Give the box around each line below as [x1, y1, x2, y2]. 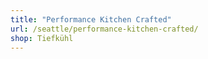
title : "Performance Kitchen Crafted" [10, 14, 172, 25]
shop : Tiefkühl [10, 33, 74, 43]
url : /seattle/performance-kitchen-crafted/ [10, 24, 199, 34]
